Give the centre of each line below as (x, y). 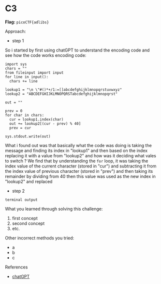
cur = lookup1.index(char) (37, 119)
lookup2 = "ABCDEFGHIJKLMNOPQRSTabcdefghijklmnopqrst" (61, 94)
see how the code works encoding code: (46, 55)
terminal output (21, 200)
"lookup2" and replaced (29, 181)
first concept (25, 218)
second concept (28, 223)
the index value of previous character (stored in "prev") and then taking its (79, 171)
